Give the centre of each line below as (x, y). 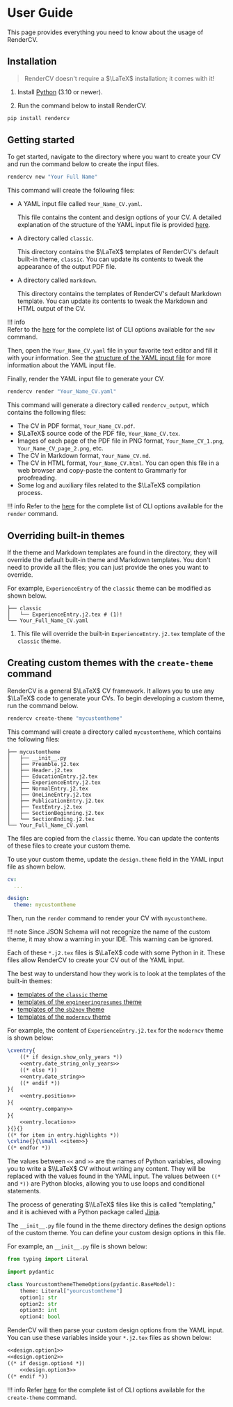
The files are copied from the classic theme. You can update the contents (113, 838)
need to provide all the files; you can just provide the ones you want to (108, 567)
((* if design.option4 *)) (46, 1363)
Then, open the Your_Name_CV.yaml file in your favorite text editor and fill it (112, 351)
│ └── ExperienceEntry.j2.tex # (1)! (65, 614)
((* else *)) (39, 1070)
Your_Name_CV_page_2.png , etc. (61, 448)
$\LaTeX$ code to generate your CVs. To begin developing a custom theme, (116, 698)
